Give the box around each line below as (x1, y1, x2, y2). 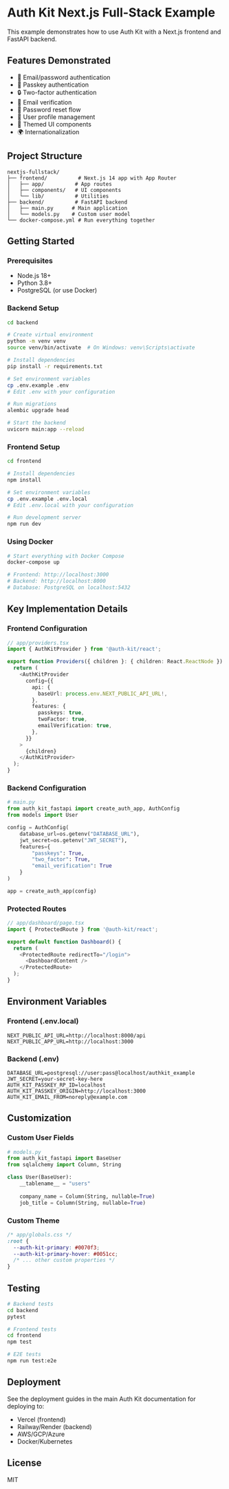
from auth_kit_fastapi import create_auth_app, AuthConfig (7, 805, 180, 813)
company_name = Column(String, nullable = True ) (19, 1192, 155, 1200)
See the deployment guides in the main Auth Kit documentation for (7, 1395, 196, 1403)
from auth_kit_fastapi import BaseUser (7, 1155, 122, 1162)
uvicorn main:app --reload (7, 426, 85, 433)
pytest (7, 1313, 26, 1320)
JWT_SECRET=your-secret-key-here (7, 1075, 103, 1082)
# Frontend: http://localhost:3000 (7, 571, 109, 579)
